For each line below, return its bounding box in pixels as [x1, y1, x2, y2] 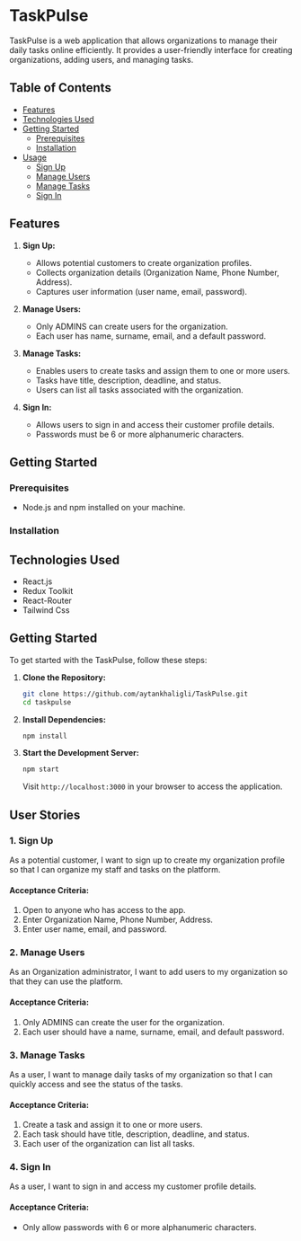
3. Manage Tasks [9, 1049, 85, 1061]
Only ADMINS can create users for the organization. [35, 321, 228, 332]
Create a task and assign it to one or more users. [22, 1120, 203, 1130]
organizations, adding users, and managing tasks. [9, 54, 194, 65]
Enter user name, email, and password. [22, 924, 168, 935]
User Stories [9, 807, 81, 822]
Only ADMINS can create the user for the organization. [22, 1016, 225, 1027]
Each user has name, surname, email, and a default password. [35, 330, 267, 341]
